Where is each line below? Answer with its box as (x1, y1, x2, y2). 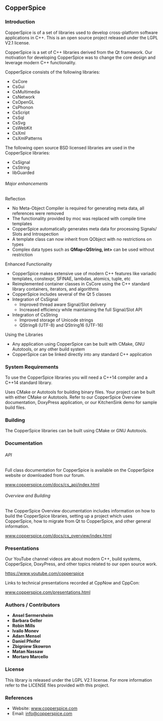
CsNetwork (12, 94, 35, 100)
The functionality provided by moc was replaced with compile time (12, 215, 146, 221)
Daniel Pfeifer (12, 638, 40, 644)
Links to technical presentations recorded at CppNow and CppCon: (5, 580, 140, 586)
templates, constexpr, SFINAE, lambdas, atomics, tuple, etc (12, 276, 131, 281)
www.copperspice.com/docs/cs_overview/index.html (5, 532, 112, 539)
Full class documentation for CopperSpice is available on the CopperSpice (5, 467, 154, 473)
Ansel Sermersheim (12, 613, 54, 618)
